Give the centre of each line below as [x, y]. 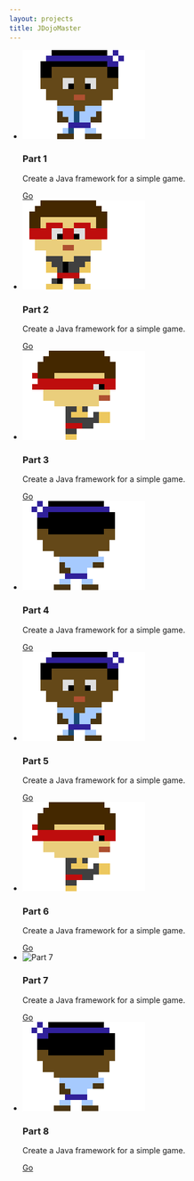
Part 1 [34, 159]
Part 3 [36, 460]
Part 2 [35, 309]
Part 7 [35, 981]
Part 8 [36, 1131]
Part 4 [36, 610]
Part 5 [35, 761]
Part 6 [36, 911]
